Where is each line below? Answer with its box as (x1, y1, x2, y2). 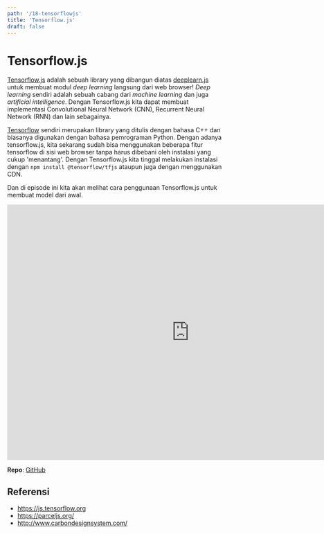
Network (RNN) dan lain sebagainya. (7, 112, 111, 121)
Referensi (7, 486, 50, 497)
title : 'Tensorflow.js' (7, 17, 76, 24)
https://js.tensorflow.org (17, 504, 87, 513)
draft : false (7, 23, 45, 30)
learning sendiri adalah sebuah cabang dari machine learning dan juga (7, 91, 209, 99)
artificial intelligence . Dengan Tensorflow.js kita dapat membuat (7, 98, 189, 106)
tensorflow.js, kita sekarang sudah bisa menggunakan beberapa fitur (7, 141, 203, 149)
